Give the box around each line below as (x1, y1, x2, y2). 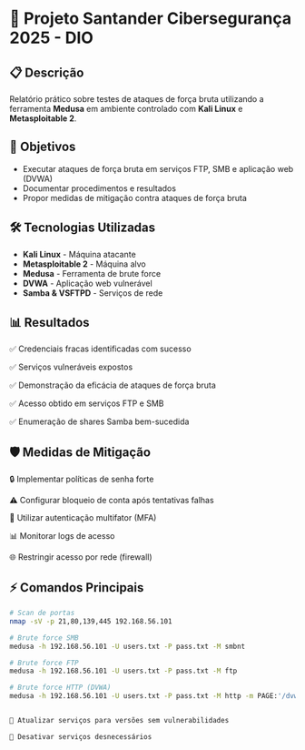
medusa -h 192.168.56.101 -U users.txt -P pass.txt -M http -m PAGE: (9, 692, 279, 701)
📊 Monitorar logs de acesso (9, 531, 115, 542)
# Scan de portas (9, 609, 75, 618)
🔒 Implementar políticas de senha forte (9, 473, 154, 485)
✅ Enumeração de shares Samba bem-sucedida (9, 416, 190, 427)
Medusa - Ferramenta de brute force (22, 268, 162, 279)
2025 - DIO (9, 27, 93, 48)
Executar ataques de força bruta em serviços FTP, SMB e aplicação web (22, 163, 294, 174)
